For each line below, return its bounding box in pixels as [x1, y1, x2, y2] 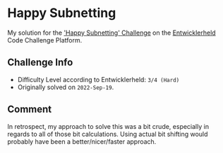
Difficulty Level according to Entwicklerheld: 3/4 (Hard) [17, 75, 180, 84]
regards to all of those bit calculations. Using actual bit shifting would [7, 130, 208, 138]
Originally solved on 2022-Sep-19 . [17, 83, 114, 91]
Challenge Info [7, 57, 73, 69]
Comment [7, 103, 52, 115]
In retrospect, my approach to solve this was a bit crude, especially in [7, 122, 210, 130]
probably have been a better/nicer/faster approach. [7, 137, 157, 146]
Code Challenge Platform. [7, 35, 83, 44]
